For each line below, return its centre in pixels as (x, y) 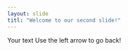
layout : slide (28, 14)
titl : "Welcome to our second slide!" (64, 20)
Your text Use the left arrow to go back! (64, 40)
